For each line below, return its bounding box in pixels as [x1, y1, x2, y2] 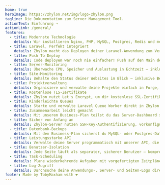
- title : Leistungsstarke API [9, 136, 71, 141]
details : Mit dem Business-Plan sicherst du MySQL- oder [14, 131, 133, 136]
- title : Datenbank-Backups [9, 126, 67, 131]
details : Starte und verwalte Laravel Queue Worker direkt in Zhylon [14, 104, 160, 109]
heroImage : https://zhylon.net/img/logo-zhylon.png [5, 12, 113, 17]
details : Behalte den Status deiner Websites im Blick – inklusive [14, 76, 155, 81]
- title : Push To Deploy [9, 53, 60, 58]
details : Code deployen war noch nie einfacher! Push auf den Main [14, 58, 155, 63]
